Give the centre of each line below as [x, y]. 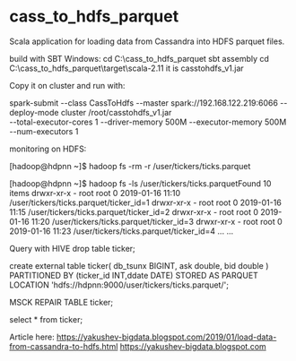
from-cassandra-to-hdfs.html [64, 346]
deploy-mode [34, 112]
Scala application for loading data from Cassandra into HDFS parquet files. [147, 41]
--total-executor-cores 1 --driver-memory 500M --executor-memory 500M [148, 122]
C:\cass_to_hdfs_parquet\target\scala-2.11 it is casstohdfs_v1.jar [126, 68]
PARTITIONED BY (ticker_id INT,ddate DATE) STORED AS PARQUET [134, 275]
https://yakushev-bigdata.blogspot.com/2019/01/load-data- [167, 337]
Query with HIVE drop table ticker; [73, 248]
